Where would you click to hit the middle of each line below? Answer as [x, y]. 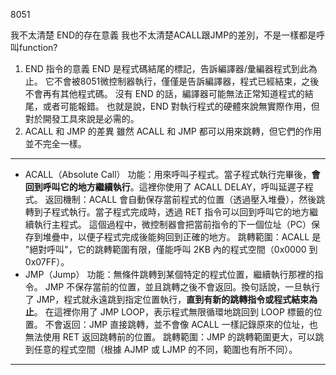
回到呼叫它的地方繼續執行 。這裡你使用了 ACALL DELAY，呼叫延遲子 [164, 187]
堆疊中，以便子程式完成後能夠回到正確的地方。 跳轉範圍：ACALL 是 [182, 237]
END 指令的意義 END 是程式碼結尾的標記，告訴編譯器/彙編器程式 [158, 68]
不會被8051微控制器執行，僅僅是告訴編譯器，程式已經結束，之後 [186, 81]
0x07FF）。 [47, 262]
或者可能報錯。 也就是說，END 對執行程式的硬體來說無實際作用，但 [181, 106]
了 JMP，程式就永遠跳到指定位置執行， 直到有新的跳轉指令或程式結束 [167, 299]
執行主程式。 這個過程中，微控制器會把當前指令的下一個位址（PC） [172, 224]
